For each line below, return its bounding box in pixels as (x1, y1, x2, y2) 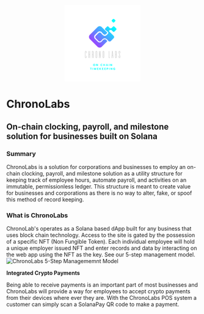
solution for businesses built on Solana (6, 131, 158, 141)
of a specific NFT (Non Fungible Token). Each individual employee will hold (6, 238, 195, 245)
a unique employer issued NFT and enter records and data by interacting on (6, 244, 197, 252)
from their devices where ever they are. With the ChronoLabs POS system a (6, 294, 197, 302)
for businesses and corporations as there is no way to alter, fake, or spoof (6, 189, 192, 196)
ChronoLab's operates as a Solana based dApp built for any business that (6, 225, 192, 233)
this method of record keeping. (6, 195, 84, 203)
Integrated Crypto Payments (6, 269, 81, 277)
